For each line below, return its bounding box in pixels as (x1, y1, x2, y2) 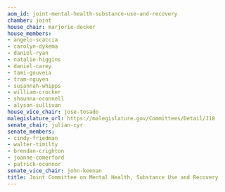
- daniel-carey (7, 63, 52, 70)
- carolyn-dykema (7, 43, 58, 50)
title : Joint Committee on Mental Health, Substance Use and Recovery (7, 174, 219, 181)
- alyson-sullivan (7, 102, 61, 109)
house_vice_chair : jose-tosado (7, 108, 99, 115)
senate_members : (7, 128, 55, 135)
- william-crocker (7, 89, 61, 96)
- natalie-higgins (7, 56, 61, 63)
